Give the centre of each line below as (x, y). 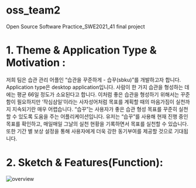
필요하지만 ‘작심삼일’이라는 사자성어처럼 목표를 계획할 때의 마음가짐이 (95, 102)
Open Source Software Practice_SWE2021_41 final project (75, 26)
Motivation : (36, 63)
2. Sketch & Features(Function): (85, 163)
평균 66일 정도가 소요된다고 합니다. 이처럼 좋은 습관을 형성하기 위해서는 (98, 94)
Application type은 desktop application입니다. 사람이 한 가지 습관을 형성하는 (94, 87)
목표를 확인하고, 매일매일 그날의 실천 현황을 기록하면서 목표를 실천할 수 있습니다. (97, 123)
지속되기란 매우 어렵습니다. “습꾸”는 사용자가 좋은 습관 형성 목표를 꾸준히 (94, 109)
